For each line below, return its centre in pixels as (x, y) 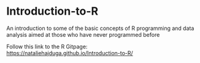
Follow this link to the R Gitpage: (47, 46)
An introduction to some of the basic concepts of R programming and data (100, 28)
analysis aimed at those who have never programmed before (83, 34)
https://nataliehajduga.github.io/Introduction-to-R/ (70, 53)
